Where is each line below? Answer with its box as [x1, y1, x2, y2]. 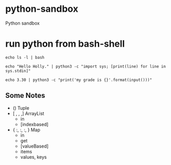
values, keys [20, 154, 47, 160]
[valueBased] [20, 143, 49, 149]
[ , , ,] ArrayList [12, 110, 45, 116]
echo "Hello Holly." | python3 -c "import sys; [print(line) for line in [5, 64, 166, 69]
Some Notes [5, 91, 45, 100]
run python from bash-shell [5, 38, 125, 50]
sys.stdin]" [5, 68, 31, 73]
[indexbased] [20, 121, 49, 127]
